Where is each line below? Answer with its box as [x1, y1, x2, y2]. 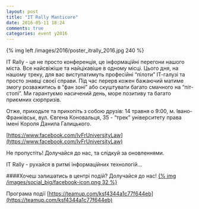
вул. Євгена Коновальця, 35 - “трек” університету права [38, 114, 182, 121]
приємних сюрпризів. [6, 96, 61, 104]
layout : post [6, 8, 39, 15]
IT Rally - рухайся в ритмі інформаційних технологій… [6, 161, 143, 168]
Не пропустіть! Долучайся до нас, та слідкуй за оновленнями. [6, 149, 165, 157]
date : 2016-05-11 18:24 [6, 20, 65, 25]
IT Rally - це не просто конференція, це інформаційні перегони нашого [6, 59, 185, 66]
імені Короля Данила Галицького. [6, 120, 91, 127]
